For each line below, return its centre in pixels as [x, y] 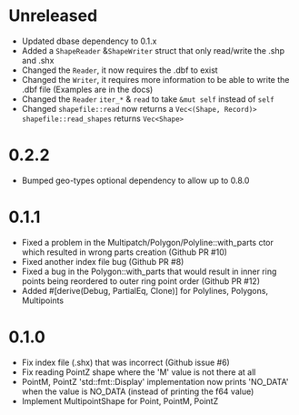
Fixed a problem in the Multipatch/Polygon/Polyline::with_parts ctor [148, 242]
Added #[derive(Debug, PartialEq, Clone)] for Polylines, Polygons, [145, 290]
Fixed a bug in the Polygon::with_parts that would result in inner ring [149, 271]
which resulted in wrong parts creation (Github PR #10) [125, 252]
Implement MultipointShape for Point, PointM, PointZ [120, 400]
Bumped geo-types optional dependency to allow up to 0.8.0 [135, 180]
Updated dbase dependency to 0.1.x [89, 41]
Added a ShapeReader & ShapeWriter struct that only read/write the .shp [153, 50]
